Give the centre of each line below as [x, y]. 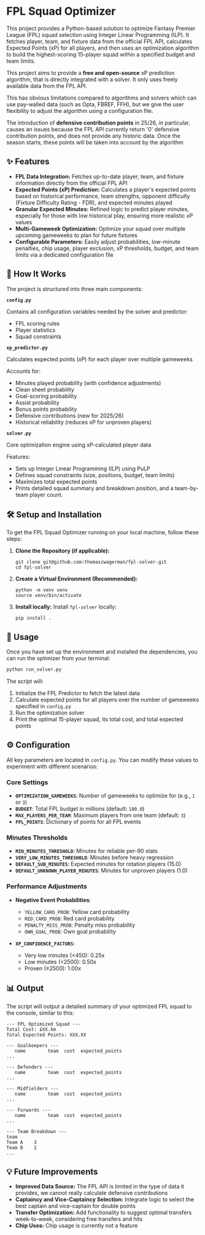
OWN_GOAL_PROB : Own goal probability [70, 931]
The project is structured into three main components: [75, 289]
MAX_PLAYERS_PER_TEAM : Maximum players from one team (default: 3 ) [100, 816]
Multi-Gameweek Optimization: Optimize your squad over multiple [100, 228]
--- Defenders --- [30, 1067]
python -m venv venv [41, 590]
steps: [14, 539]
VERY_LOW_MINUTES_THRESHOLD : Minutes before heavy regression [94, 857]
